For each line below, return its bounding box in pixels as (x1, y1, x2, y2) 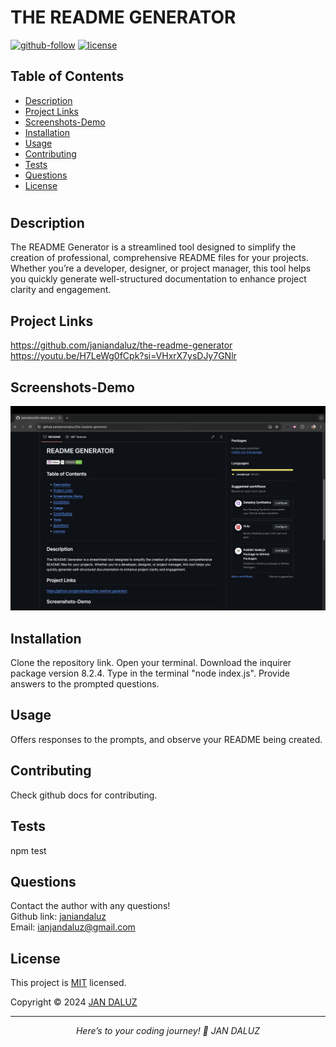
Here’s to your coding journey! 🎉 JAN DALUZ (75, 1025, 261, 1037)
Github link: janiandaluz (10, 911, 107, 923)
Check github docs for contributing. (10, 789, 158, 801)
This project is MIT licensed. (10, 977, 127, 989)
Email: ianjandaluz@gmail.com (10, 921, 136, 933)
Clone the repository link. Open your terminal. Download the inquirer (10, 657, 292, 669)
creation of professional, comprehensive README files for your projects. (10, 252, 309, 264)
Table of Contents (10, 68, 125, 85)
